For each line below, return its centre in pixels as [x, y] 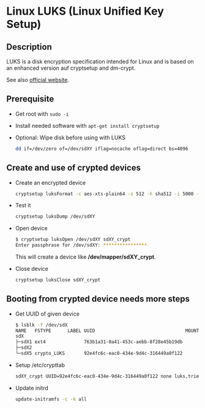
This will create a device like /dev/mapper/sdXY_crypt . [85, 257]
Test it [23, 206]
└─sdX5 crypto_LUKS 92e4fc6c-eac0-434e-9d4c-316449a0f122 [99, 354]
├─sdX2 [24, 348]
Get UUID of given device [47, 314]
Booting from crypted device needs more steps [98, 299]
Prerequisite [30, 99]
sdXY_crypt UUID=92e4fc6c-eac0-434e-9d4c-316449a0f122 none [93, 376]
